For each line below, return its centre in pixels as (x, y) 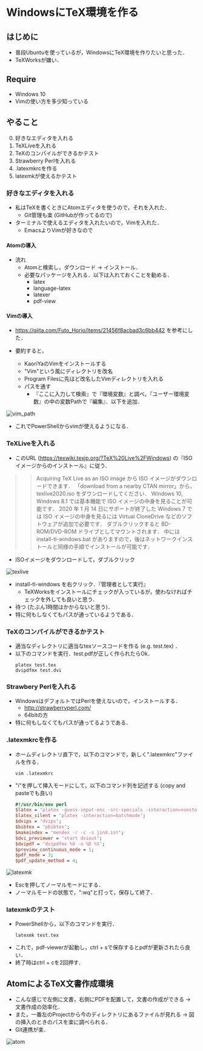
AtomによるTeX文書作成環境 (60, 983)
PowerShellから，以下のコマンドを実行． (66, 924)
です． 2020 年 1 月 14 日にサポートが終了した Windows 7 (114, 509)
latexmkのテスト (31, 910)
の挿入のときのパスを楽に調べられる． (63, 1022)
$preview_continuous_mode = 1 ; (55, 850)
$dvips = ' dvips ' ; (38, 821)
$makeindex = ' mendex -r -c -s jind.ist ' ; (69, 832)
